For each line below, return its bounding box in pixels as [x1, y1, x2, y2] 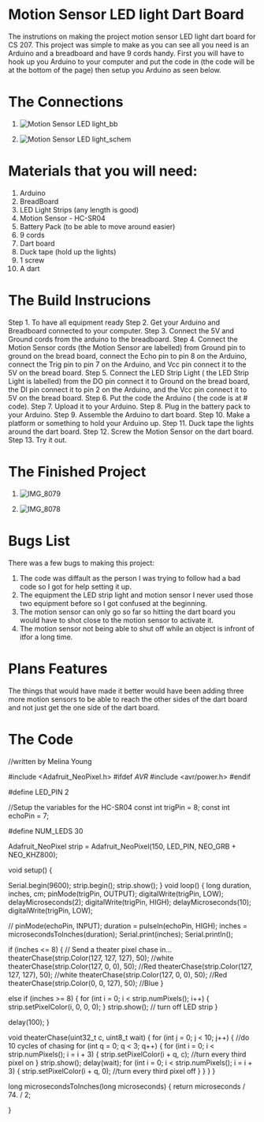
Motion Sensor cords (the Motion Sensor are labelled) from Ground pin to [8, 342, 246, 352]
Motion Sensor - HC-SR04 [19, 213, 106, 223]
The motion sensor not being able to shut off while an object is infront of [19, 623, 255, 633]
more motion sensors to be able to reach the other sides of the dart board [8, 694, 247, 704]
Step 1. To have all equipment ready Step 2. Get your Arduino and [8, 318, 221, 327]
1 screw [19, 255, 45, 265]
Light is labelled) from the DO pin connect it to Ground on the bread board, [8, 376, 251, 386]
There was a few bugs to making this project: [8, 558, 155, 567]
